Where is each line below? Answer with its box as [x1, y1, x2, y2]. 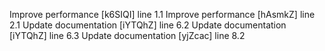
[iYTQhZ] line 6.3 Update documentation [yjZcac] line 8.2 [9, 30, 246, 41]
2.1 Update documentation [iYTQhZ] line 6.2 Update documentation [9, 19, 287, 31]
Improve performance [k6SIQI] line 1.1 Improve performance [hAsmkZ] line [9, 9, 316, 20]
